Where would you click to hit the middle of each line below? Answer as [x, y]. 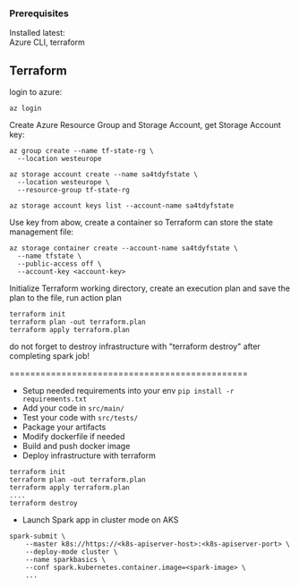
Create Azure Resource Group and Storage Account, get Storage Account [145, 125]
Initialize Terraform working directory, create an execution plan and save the [150, 288]
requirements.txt [55, 400]
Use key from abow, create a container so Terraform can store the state [141, 223]
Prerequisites [39, 13]
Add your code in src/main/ [73, 408]
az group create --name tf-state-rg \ [81, 151]
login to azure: [36, 92]
